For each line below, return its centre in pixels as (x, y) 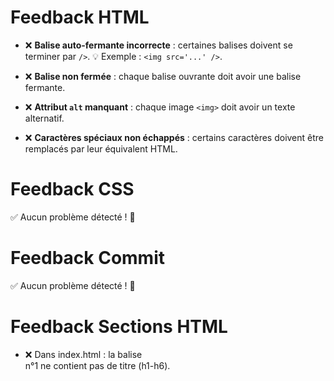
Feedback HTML (80, 17)
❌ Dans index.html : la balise (83, 354)
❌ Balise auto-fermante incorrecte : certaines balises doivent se (158, 45)
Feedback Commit (87, 258)
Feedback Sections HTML (119, 327)
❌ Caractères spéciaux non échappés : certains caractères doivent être (174, 137)
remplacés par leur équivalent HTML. (101, 148)
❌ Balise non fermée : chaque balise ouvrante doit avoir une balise (163, 76)
